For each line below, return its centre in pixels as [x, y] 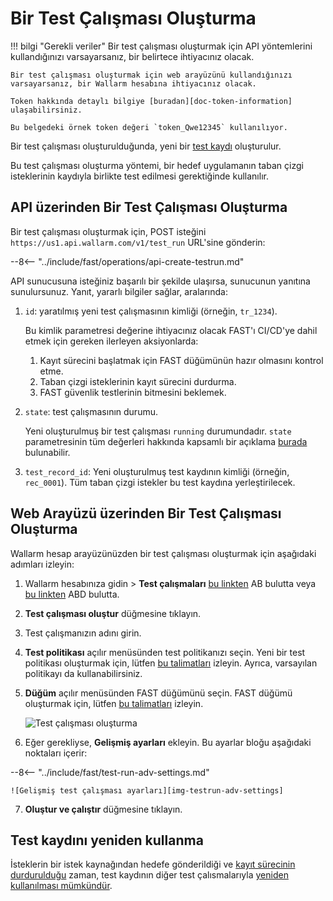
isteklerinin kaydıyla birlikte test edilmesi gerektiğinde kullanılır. [139, 176]
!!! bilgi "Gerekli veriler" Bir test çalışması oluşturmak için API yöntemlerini [161, 46]
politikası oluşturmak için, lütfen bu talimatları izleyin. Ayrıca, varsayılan [171, 663]
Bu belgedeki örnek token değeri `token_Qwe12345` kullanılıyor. [149, 127]
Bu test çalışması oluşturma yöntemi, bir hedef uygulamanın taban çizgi [157, 165]
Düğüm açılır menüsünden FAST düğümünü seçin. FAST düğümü [158, 693]
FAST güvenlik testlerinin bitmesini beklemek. [133, 392]
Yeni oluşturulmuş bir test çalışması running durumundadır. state [158, 431]
